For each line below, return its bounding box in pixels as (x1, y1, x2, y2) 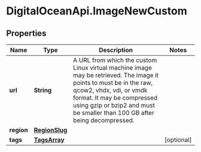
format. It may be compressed (72, 94, 158, 102)
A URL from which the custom (72, 56, 157, 64)
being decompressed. (72, 116, 135, 124)
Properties (6, 28, 47, 38)
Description (98, 46, 133, 54)
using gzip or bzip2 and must (72, 101, 156, 109)
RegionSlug (33, 126, 68, 134)
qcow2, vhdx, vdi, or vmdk (72, 86, 148, 94)
